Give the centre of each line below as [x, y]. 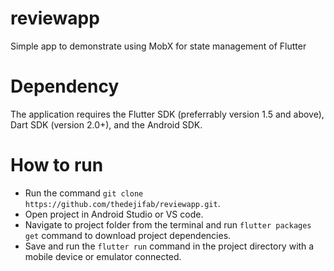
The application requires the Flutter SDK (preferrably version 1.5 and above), [167, 114]
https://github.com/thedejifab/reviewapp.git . [122, 203]
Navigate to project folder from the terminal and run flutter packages [168, 224]
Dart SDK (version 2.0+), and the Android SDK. [106, 124]
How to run [57, 165]
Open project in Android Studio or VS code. [114, 214]
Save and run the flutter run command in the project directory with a [169, 246]
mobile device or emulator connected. [103, 256]
